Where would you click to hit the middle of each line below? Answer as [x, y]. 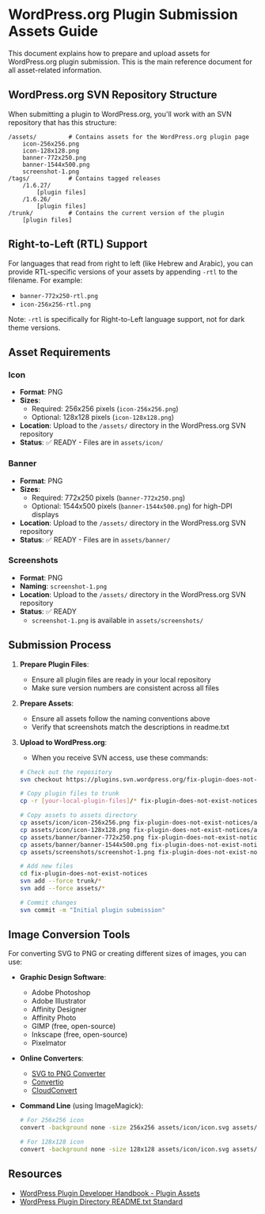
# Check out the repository [66, 772]
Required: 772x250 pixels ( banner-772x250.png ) [108, 497]
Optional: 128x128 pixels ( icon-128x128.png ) [103, 418]
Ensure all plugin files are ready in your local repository [121, 679]
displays [45, 514]
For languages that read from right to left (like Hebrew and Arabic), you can [131, 263]
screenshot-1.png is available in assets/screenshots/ [117, 620]
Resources [35, 1174]
